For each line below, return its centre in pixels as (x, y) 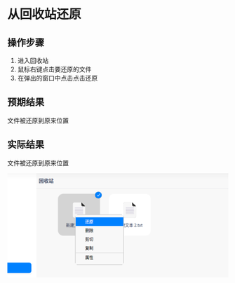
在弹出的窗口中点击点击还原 (58, 78)
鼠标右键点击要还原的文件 (54, 69)
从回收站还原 (45, 14)
